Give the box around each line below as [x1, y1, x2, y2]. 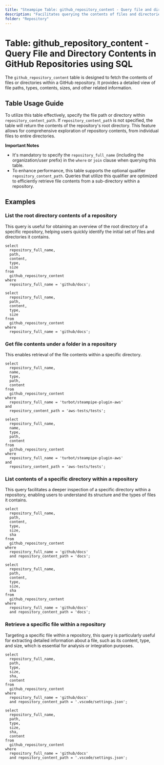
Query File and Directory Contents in [5, 48, 157, 59]
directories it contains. [5, 234, 50, 239]
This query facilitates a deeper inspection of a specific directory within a [5, 487, 151, 493]
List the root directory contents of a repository [5, 212, 117, 219]
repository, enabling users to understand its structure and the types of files [5, 492, 156, 498]
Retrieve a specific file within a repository [5, 621, 106, 628]
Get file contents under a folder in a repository [5, 341, 117, 347]
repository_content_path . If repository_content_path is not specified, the [5, 117, 153, 123]
